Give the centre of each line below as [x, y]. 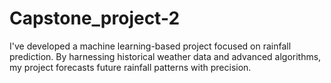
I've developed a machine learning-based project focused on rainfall [150, 46]
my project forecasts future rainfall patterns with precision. [130, 67]
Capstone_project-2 [95, 18]
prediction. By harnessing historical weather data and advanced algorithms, [165, 56]
